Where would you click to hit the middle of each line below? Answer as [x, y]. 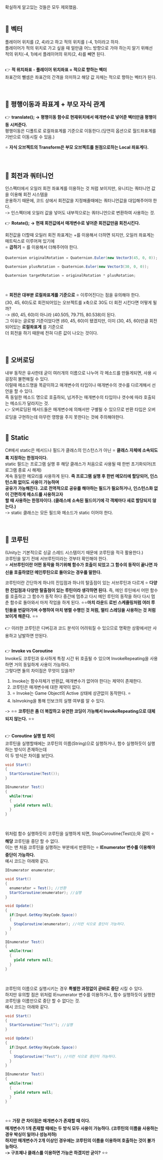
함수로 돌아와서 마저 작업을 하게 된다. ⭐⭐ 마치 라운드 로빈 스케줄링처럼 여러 [80, 602]
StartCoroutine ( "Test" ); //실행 [41, 1025]
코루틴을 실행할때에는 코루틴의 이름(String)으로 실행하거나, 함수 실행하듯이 [76, 743]
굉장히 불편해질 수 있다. [27, 379]
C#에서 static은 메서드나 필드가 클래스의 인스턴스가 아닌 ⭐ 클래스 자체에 [73, 450]
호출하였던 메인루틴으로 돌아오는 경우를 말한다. [58, 572]
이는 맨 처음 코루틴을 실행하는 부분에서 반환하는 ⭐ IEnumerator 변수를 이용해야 [80, 847]
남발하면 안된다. [33, 635]
